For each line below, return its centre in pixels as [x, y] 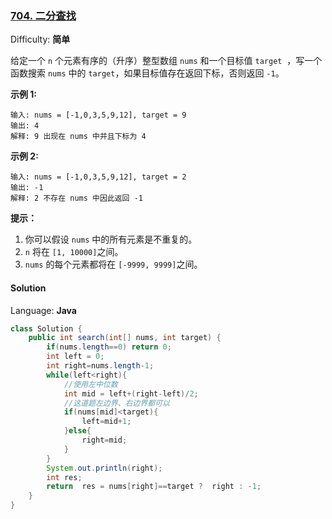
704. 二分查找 [43, 15]
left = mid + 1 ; [106, 422]
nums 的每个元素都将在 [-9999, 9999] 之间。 [113, 264]
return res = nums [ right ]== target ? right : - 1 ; [154, 487]
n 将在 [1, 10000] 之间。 [74, 252]
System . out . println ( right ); [104, 468]
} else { [77, 431]
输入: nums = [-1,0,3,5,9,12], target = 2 [98, 177]
